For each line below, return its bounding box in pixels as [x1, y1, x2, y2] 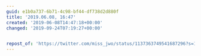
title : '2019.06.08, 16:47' [6, 14, 77, 20]
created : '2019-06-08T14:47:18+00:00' [6, 19, 103, 25]
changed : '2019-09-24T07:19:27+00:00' [6, 25, 103, 31]
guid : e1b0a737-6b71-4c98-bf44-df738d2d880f [6, 8, 119, 15]
